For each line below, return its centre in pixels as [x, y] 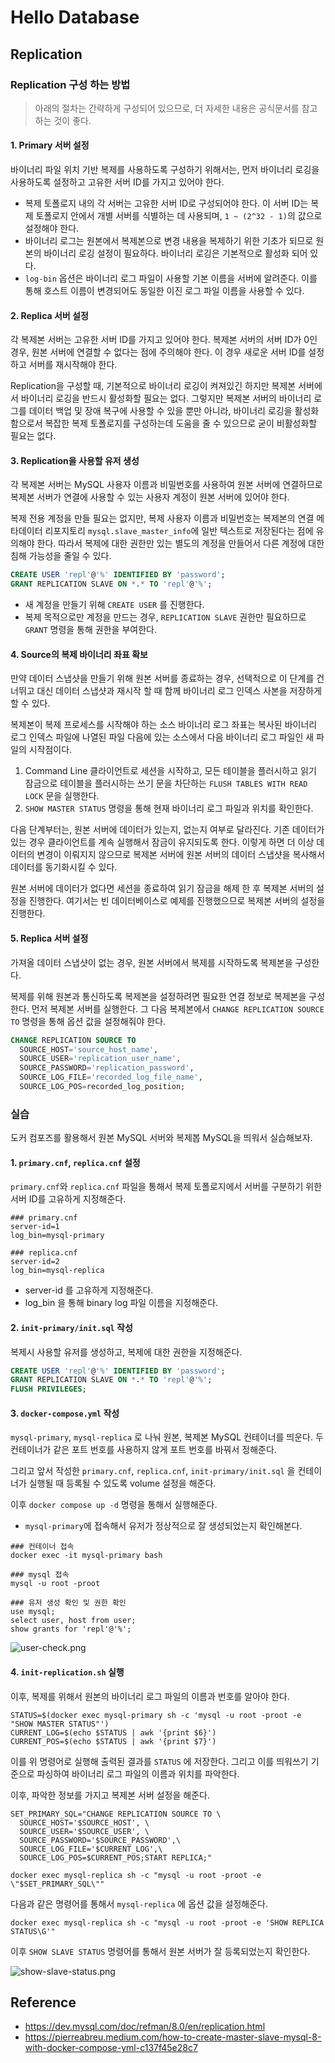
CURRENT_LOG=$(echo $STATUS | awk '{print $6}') [113, 1732]
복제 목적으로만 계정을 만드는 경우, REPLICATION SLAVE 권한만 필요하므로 [165, 617]
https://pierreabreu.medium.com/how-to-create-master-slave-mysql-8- [173, 2037]
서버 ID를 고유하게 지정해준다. [68, 1199]
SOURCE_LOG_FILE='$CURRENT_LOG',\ [91, 1849]
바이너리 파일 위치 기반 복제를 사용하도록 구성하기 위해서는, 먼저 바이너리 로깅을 [165, 170]
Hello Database [75, 17]
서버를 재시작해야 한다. [73, 365]
